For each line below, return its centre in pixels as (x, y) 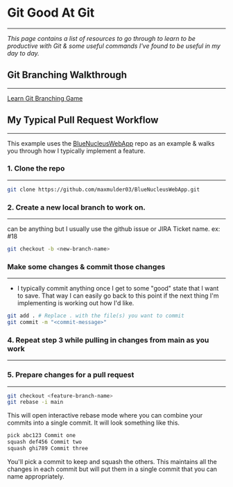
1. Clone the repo (36, 169)
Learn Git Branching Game (45, 98)
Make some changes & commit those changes (86, 266)
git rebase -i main (35, 402)
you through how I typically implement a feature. (76, 151)
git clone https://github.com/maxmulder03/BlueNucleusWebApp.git (103, 189)
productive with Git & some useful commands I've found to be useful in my (114, 46)
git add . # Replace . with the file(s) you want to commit (96, 316)
